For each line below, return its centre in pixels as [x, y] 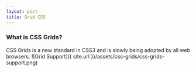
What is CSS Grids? [34, 37]
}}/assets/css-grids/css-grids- [128, 56]
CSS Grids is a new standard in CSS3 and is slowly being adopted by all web [98, 50]
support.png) [22, 63]
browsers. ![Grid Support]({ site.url [48, 56]
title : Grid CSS [26, 17]
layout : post [22, 11]
